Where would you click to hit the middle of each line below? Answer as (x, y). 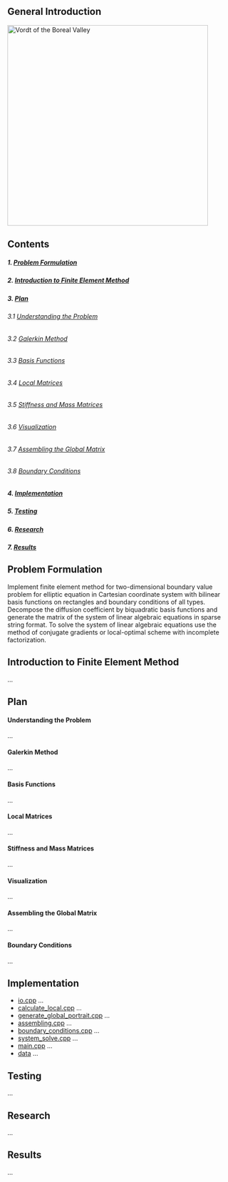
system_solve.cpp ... (48, 1038)
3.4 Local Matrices (35, 382)
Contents (28, 244)
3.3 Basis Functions (36, 361)
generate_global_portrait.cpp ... (64, 1016)
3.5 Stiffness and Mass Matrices (55, 405)
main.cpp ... (35, 1046)
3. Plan (18, 298)
